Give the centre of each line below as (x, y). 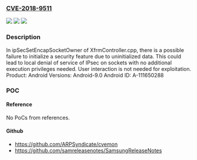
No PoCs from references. (38, 117)
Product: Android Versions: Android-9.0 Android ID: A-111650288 (85, 75)
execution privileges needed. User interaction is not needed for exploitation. (99, 68)
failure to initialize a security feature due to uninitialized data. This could (94, 56)
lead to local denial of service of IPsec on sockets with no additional (89, 63)
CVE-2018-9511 (29, 8)
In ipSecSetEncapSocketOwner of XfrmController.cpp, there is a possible (95, 50)
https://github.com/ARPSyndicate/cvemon (66, 144)
